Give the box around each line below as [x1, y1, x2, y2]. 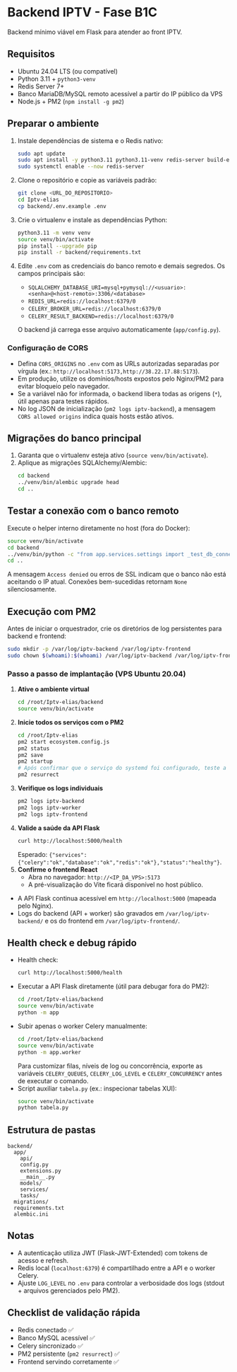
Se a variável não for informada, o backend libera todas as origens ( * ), [17, 389, 222, 398]
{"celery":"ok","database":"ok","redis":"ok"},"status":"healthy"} [17, 859, 220, 866]
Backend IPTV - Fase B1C [7, 4, 157, 21]
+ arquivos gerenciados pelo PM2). [17, 1286, 120, 1295]
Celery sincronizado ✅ [17, 1342, 83, 1350]
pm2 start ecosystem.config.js [17, 738, 110, 745]
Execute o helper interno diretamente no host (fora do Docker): [7, 524, 190, 532]
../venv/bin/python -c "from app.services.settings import [7, 550, 185, 558]
